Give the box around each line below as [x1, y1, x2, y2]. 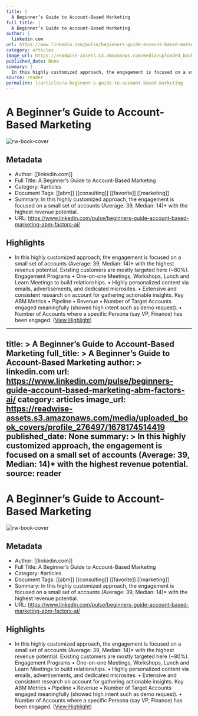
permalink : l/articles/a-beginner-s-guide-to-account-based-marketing [6, 80, 183, 86]
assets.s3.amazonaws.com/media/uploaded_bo [6, 413, 189, 423]
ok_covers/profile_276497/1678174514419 [6, 422, 166, 432]
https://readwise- [6, 403, 73, 414]
